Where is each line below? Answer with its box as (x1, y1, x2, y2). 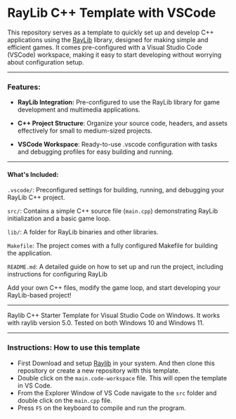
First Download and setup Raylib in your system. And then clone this (17, 359, 216, 367)
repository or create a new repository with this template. (17, 366, 181, 375)
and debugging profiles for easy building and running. (17, 147, 173, 156)
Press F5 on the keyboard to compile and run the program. (17, 404, 186, 412)
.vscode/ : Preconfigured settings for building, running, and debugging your (7, 186, 225, 194)
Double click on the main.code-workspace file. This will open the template (17, 373, 227, 382)
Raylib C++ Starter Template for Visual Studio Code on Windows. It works (7, 311, 220, 320)
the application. (7, 249, 53, 258)
